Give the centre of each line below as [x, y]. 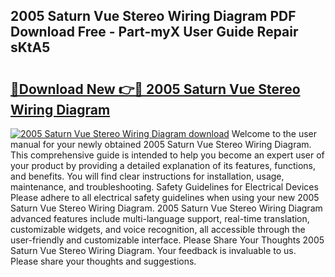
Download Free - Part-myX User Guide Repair [154, 32]
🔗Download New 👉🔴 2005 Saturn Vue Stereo [155, 89]
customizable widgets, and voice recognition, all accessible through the [158, 229]
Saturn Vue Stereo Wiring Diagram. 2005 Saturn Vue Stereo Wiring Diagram [166, 208]
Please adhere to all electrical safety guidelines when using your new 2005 [165, 197]
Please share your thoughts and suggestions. [103, 261]
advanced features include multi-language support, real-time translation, [160, 218]
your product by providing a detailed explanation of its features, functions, [163, 165]
